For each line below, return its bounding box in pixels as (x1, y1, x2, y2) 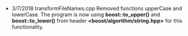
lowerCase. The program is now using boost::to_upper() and (11, 11, 160, 18)
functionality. (11, 23, 44, 30)
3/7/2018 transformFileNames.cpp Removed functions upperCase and (11, 5, 183, 12)
